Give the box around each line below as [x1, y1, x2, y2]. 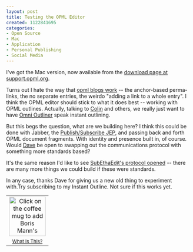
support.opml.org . [6, 75, 50, 82]
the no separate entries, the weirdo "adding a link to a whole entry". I [20, 92, 187, 100]
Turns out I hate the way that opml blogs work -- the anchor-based [6, 86, 169, 93]
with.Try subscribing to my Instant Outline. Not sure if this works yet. [6, 183, 172, 190]
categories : [6, 25, 35, 31]
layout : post [6, 8, 38, 15]
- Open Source [6, 31, 41, 37]
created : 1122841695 [6, 19, 57, 25]
